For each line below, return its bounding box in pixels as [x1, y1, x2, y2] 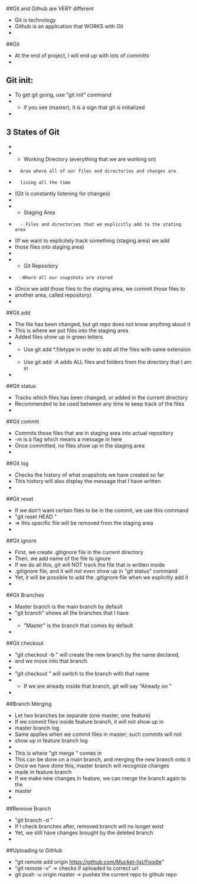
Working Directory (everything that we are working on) [23, 155, 156, 162]
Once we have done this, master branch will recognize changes [14, 762, 169, 769]
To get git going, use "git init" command [14, 91, 112, 98]
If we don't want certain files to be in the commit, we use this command [14, 506, 189, 514]
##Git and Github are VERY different [6, 5, 94, 12]
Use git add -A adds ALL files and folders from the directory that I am [23, 358, 192, 365]
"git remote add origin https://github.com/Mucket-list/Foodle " [14, 858, 165, 865]
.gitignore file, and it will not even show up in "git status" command [14, 567, 178, 574]
